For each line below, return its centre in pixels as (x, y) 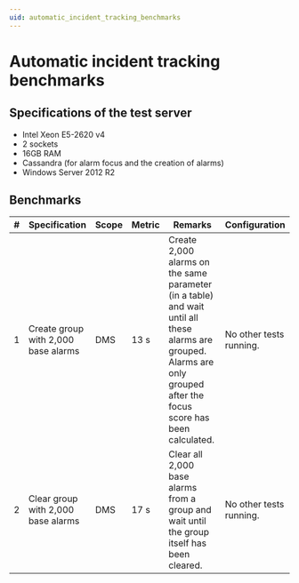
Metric (145, 225)
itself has (188, 543)
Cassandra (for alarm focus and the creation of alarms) (123, 163)
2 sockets (40, 144)
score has (189, 418)
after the (186, 395)
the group (189, 532)
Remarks (192, 225)
